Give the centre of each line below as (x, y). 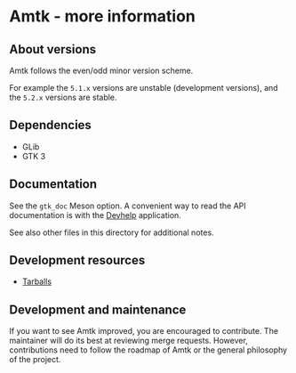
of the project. (35, 360)
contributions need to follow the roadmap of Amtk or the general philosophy (148, 350)
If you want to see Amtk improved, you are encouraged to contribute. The (144, 331)
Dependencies (50, 125)
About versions (52, 49)
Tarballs (36, 281)
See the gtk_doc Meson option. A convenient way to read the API (128, 206)
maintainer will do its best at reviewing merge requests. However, (129, 341)
